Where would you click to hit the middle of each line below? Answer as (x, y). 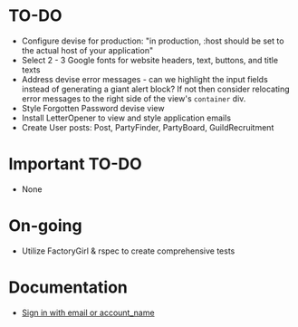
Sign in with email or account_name (88, 313)
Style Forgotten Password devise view (93, 108)
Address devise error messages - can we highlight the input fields (144, 79)
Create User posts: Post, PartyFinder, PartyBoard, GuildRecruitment (148, 127)
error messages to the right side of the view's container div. (134, 98)
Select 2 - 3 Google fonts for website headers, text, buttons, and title (149, 60)
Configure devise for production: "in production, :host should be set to (153, 41)
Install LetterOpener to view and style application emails (126, 118)
